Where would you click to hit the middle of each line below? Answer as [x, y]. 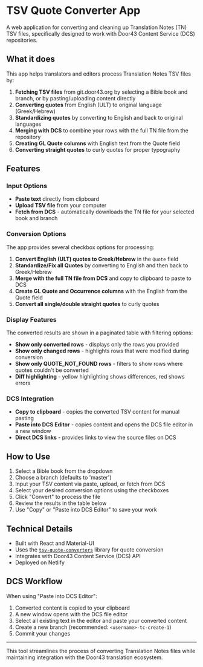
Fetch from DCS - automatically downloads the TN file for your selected [105, 212]
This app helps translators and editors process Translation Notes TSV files [99, 74]
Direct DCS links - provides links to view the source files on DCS [95, 438]
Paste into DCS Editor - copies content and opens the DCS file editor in [104, 425]
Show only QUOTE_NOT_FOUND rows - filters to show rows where [99, 364]
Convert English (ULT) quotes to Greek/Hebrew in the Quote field [97, 259]
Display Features [31, 319]
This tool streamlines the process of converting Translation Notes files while [101, 651]
